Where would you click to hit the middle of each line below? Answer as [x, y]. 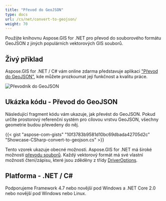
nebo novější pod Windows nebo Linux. [46, 193]
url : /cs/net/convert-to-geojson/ [41, 19]
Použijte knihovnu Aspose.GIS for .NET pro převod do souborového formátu [83, 38]
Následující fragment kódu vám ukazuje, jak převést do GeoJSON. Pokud [80, 114]
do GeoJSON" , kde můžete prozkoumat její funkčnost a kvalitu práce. [76, 77]
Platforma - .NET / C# [39, 176]
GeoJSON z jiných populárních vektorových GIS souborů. [64, 44]
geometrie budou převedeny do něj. [42, 125]
